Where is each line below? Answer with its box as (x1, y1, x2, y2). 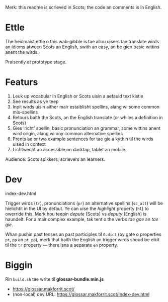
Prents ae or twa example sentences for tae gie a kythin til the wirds (12, 136, 153, 142)
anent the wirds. (5, 49, 39, 55)
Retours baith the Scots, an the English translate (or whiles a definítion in (12, 114, 163, 120)
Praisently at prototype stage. (5, 59, 67, 65)
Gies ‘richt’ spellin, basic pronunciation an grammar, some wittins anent (12, 125, 161, 131)
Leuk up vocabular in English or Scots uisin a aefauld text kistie (12, 93, 143, 99)
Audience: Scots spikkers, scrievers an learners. (5, 156, 106, 162)
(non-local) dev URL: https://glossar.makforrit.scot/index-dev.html (12, 291, 150, 297)
